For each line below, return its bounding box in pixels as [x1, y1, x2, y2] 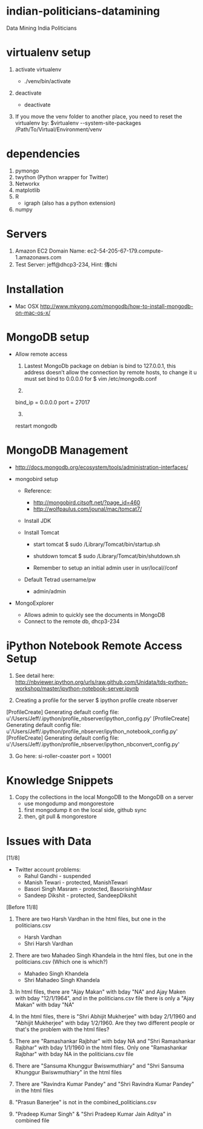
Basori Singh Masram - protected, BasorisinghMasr [24, 885, 153, 893]
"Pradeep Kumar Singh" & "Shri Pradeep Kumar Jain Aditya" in [15, 1110, 171, 1118]
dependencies [6, 147, 81, 161]
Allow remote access [15, 350, 68, 358]
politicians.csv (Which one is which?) [15, 958, 108, 966]
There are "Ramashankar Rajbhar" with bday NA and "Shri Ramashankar [15, 1037, 196, 1045]
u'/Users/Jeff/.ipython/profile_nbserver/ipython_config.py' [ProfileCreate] [6, 715, 190, 722]
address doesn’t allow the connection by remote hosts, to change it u [24, 369, 197, 376]
